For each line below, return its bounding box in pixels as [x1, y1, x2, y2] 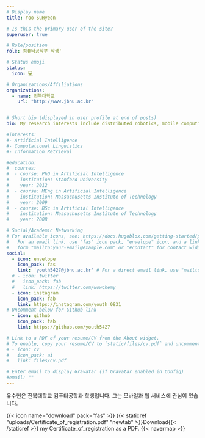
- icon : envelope [12, 256, 56, 262]
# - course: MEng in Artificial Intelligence [6, 188, 127, 194]
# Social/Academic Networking [6, 227, 84, 234]
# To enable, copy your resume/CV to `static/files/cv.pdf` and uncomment [6, 340, 201, 347]
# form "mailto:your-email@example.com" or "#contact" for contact [6, 244, 187, 250]
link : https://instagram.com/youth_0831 [17, 301, 121, 307]
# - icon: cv [6, 346, 40, 352]
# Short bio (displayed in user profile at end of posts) [6, 115, 157, 121]
